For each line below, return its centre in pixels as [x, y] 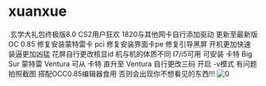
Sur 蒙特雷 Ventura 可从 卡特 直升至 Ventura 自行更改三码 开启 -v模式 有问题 [133, 64]
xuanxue [38, 11]
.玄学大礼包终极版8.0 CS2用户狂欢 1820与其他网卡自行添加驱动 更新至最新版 [133, 34]
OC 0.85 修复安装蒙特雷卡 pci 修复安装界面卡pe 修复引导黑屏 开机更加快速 [130, 44]
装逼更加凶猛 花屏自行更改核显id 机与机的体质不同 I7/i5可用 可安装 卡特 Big [130, 54]
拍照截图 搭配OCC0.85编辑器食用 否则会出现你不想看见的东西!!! [112, 73]
